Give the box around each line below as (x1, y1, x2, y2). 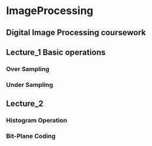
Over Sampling (6, 64, 50, 73)
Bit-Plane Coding (6, 132, 56, 140)
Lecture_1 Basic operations (6, 47, 106, 57)
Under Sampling (6, 80, 53, 89)
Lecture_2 (6, 99, 44, 109)
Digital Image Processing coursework (6, 28, 146, 38)
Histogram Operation (6, 116, 67, 124)
